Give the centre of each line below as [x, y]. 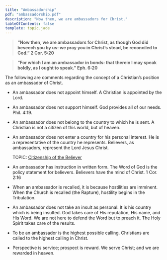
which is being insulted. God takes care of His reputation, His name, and [86, 213]
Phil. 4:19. [22, 113]
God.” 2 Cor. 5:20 [36, 53]
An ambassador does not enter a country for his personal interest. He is [85, 137]
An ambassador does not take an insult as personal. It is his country [82, 207]
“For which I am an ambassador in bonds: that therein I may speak [87, 63]
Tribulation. [24, 198]
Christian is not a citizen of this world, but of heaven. [66, 128]
